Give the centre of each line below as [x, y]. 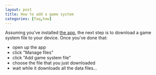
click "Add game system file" [42, 58]
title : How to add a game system [39, 14]
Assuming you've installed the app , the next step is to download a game [78, 33]
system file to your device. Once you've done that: [56, 38]
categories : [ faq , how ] [28, 19]
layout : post [19, 10]
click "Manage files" [33, 52]
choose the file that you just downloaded [54, 63]
